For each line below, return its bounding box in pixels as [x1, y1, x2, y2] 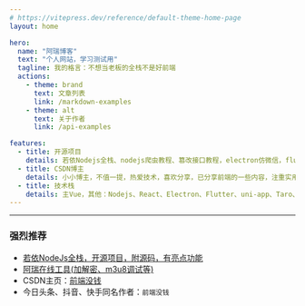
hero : [9, 38, 30, 47]
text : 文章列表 [33, 88, 86, 98]
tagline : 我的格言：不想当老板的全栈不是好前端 [17, 64, 176, 73]
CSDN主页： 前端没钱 [22, 274, 102, 286]
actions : [17, 72, 51, 82]
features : [9, 139, 47, 148]
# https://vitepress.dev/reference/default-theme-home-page [9, 13, 242, 23]
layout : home [9, 22, 59, 31]
